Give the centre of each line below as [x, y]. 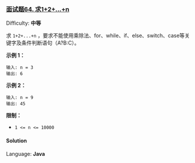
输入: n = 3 [20, 68]
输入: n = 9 [20, 98]
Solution [17, 140]
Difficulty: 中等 [24, 23]
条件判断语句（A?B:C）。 [51, 43]
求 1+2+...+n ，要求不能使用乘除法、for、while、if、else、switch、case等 [95, 36]
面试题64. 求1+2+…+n [38, 9]
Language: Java [25, 154]
